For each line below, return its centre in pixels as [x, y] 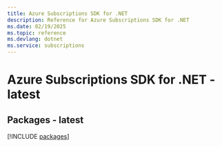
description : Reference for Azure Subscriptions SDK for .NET [98, 20]
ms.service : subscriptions [46, 46]
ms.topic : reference [37, 33]
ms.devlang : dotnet [35, 39]
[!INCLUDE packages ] [38, 136]
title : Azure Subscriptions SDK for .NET [68, 13]
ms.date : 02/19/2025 [37, 26]
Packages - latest [46, 120]
